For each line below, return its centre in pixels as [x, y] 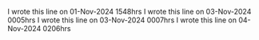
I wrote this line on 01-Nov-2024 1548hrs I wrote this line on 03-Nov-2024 [129, 12]
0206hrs [57, 28]
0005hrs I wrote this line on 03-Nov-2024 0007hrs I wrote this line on [122, 20]
